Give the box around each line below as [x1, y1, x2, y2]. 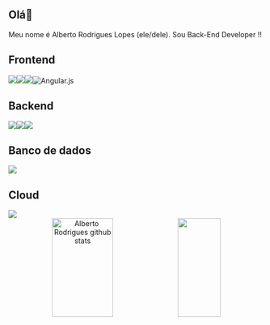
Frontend [8, 53, 56, 67]
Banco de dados [8, 143, 91, 157]
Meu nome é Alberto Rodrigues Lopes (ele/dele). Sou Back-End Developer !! [8, 29, 263, 39]
